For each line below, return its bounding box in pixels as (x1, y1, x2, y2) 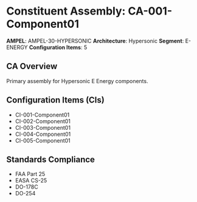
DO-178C (15, 183, 38, 190)
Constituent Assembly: (6, 4, 126, 18)
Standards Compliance (6, 154, 95, 164)
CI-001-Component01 (15, 111, 70, 118)
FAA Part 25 (15, 170, 46, 178)
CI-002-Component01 (15, 117, 71, 125)
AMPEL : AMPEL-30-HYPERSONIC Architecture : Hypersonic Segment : (6, 37, 184, 44)
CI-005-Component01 (15, 136, 71, 144)
